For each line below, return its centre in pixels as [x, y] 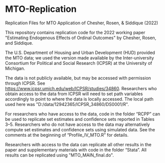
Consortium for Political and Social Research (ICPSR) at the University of [79, 63]
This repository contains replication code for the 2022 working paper [75, 32]
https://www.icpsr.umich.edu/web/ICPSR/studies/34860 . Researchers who [81, 88]
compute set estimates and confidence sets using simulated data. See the [80, 129]
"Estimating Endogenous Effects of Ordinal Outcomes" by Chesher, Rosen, [81, 38]
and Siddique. [19, 43]
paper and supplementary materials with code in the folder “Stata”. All [76, 150]
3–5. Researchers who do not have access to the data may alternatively [78, 124]
